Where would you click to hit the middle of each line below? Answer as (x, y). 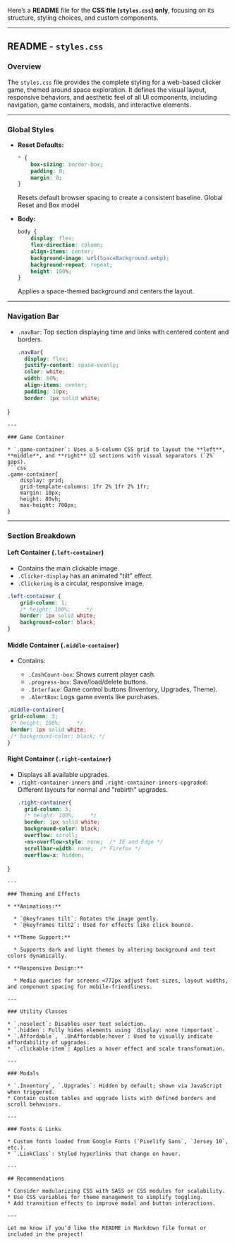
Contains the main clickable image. (68, 568)
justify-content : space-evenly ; (72, 366)
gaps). (17, 462)
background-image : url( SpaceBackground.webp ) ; (100, 258)
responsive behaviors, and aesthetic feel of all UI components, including (112, 97)
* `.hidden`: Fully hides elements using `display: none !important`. (113, 1030)
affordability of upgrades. (49, 1042)
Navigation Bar (34, 316)
